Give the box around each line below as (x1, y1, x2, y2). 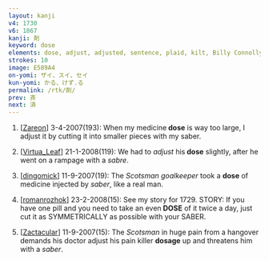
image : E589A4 (8, 64, 56, 72)
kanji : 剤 (8, 34, 40, 42)
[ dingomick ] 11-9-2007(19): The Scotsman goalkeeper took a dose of (19, 171, 249, 181)
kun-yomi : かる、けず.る (8, 78, 84, 86)
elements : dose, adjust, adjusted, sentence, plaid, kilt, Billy (8, 49, 231, 57)
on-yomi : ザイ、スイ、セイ (8, 71, 89, 79)
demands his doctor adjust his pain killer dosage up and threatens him (19, 236, 253, 246)
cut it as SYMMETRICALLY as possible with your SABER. (19, 212, 207, 222)
